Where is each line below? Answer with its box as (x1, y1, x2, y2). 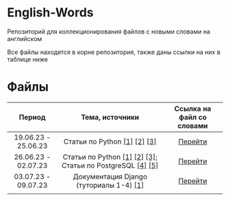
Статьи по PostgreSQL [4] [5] (61, 161, 159, 170)
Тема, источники (81, 112, 140, 122)
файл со (179, 112, 207, 122)
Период (18, 112, 46, 122)
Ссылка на (174, 104, 212, 113)
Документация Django (73, 172, 148, 181)
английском (7, 34, 42, 42)
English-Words (7, 5, 94, 21)
